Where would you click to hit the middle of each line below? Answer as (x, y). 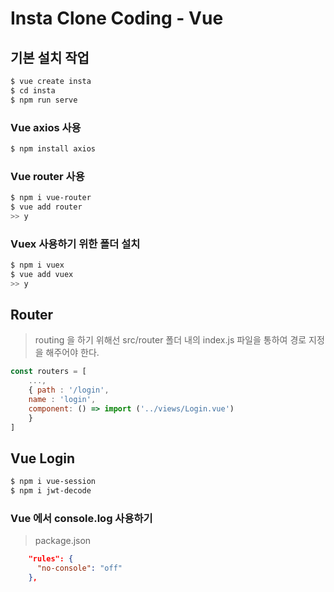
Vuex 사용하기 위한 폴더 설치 (75, 244)
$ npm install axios (53, 148)
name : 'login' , (62, 400)
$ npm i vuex (37, 265)
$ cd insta (33, 90)
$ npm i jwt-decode (51, 491)
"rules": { (51, 559)
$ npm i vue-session (53, 482)
